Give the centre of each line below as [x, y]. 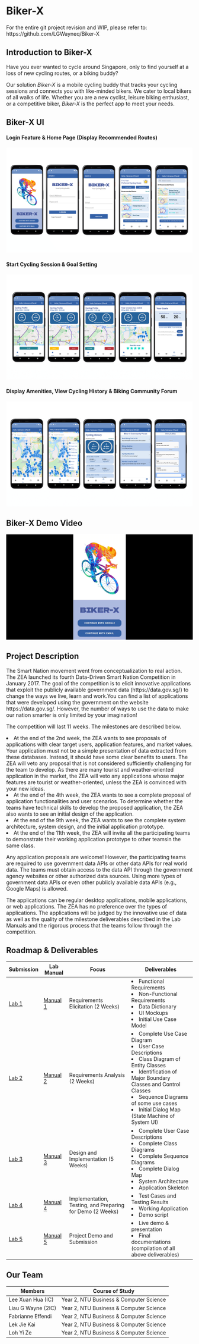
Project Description [43, 657]
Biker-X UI [25, 122]
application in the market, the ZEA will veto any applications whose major [95, 776]
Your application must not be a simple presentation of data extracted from [96, 750]
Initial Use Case [157, 1019]
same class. [21, 845]
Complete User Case [164, 1130]
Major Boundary [151, 1078]
